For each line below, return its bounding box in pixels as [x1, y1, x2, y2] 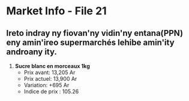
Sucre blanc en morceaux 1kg [14, 63, 90, 69]
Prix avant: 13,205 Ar [23, 69, 76, 76]
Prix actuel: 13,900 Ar [23, 75, 77, 82]
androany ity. [6, 47, 57, 57]
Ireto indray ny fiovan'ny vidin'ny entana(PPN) [6, 28, 184, 38]
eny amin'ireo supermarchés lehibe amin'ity [6, 37, 175, 47]
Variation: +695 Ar [23, 82, 70, 88]
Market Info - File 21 [6, 4, 107, 18]
